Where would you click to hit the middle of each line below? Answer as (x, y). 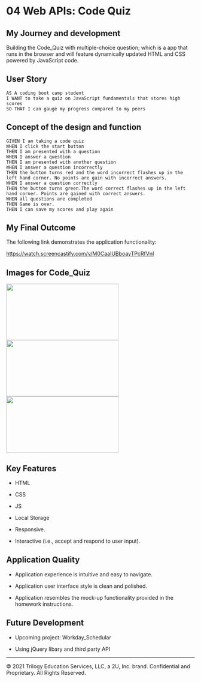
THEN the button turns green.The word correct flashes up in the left (96, 188)
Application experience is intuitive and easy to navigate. (83, 574)
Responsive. (30, 530)
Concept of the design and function (74, 127)
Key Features (31, 469)
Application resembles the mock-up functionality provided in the (94, 597)
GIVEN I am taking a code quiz (45, 141)
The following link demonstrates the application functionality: (81, 242)
